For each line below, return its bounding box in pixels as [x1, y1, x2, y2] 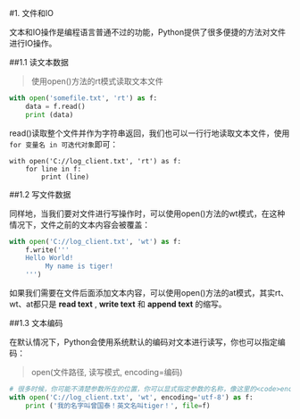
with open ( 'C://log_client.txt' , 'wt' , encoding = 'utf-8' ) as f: [9, 392, 254, 402]
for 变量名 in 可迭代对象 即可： [9, 138, 119, 149]
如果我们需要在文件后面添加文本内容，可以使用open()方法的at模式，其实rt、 [9, 288, 289, 297]
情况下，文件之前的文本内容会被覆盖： [9, 219, 150, 230]
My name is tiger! [45, 262, 114, 271]
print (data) [25, 110, 74, 119]
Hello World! [25, 254, 74, 263]
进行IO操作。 [9, 38, 57, 48]
